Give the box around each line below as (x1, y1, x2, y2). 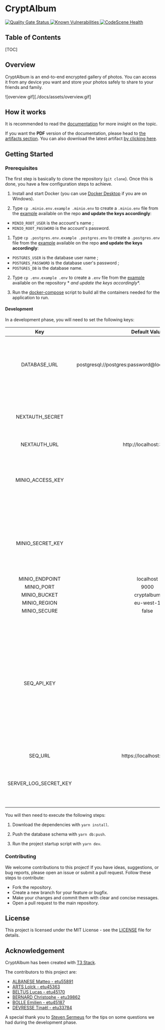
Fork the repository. (12, 884, 53, 890)
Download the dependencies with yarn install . (12, 822, 110, 828)
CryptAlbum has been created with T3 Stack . (5, 960, 97, 966)
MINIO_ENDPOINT (18, 576, 61, 583)
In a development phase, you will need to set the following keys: (5, 317, 135, 323)
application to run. (12, 295, 49, 301)
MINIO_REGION (22, 600, 57, 607)
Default (131, 329, 149, 335)
